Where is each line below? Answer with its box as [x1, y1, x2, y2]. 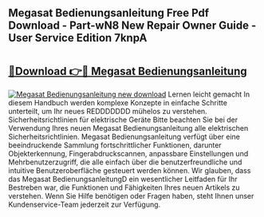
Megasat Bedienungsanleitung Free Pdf [8, 6, 210, 20]
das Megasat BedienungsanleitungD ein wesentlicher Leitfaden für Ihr [8, 175, 238, 183]
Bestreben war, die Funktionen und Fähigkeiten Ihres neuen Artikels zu [8, 183, 241, 192]
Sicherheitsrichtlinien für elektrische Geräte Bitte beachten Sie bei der [8, 115, 238, 124]
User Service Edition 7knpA [8, 31, 148, 45]
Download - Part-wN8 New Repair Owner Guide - [8, 19, 257, 33]
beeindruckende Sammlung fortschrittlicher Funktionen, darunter [8, 140, 222, 150]
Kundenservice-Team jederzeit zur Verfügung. [8, 199, 161, 209]
